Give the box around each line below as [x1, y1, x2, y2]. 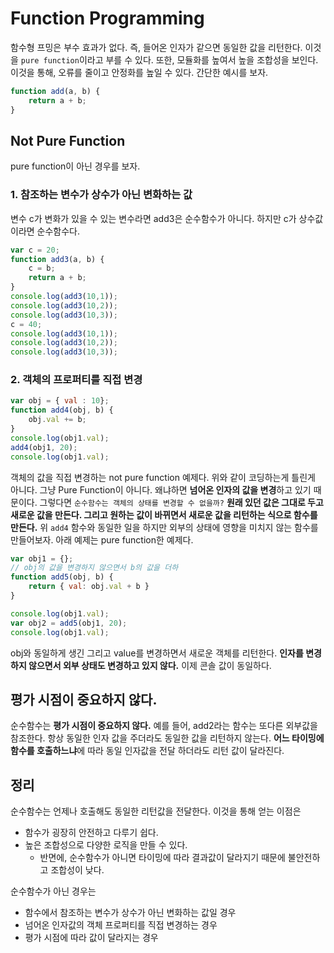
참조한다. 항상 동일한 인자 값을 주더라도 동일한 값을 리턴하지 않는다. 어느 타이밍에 [10, 732, 325, 744]
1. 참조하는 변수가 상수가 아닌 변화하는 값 [10, 188, 193, 202]
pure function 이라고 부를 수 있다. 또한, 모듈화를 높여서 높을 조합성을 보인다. [20, 53, 319, 66]
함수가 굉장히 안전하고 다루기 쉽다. [24, 827, 159, 839]
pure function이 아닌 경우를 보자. [10, 160, 141, 172]
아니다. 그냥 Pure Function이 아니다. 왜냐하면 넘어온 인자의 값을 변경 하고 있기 [10, 483, 312, 496]
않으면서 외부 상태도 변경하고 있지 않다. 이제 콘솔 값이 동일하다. [28, 659, 272, 671]
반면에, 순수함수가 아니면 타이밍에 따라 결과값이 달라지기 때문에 [39, 852, 286, 864]
